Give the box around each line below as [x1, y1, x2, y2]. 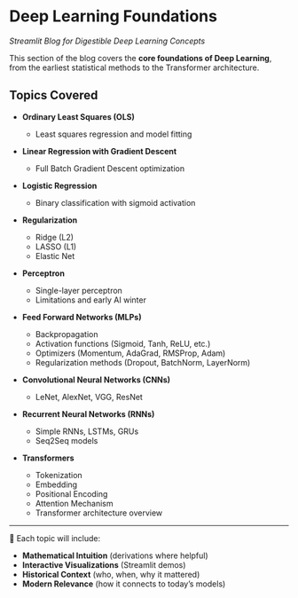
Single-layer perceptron [35, 285, 122, 295]
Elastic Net [35, 250, 75, 261]
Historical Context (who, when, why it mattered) [21, 569, 200, 579]
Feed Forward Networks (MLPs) [21, 311, 142, 322]
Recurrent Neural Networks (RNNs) [21, 408, 155, 419]
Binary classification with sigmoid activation [35, 197, 196, 208]
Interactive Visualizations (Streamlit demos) [21, 559, 186, 570]
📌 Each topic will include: [9, 532, 101, 543]
